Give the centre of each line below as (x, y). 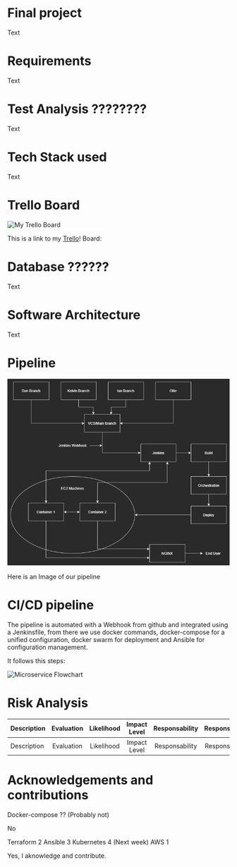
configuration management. (48, 647)
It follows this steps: (36, 660)
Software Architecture (74, 315)
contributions (48, 795)
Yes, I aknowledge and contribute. (57, 856)
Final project (45, 13)
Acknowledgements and (80, 780)
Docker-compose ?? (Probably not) (58, 815)
